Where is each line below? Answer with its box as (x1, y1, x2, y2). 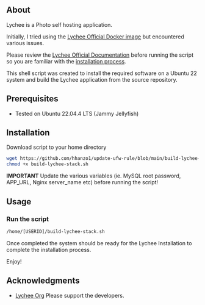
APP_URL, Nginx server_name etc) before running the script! (6, 179, 159, 186)
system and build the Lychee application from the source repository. (6, 76, 178, 83)
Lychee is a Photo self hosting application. (6, 21, 113, 28)
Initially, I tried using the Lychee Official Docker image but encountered (6, 33, 185, 40)
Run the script (6, 215, 49, 223)
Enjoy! (6, 257, 23, 265)
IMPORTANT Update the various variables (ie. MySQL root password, (6, 172, 181, 179)
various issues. (6, 39, 45, 46)
